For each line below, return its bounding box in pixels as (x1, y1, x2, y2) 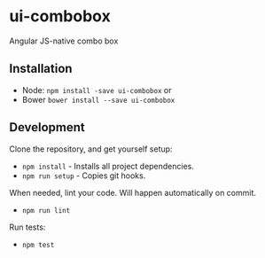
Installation (9, 61, 73, 76)
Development (9, 120, 86, 135)
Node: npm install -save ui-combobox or (21, 84, 172, 95)
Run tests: (9, 222, 46, 232)
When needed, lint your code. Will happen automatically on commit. (9, 187, 257, 198)
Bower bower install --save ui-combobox (21, 94, 175, 105)
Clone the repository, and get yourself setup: (9, 144, 173, 154)
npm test (21, 240, 55, 249)
